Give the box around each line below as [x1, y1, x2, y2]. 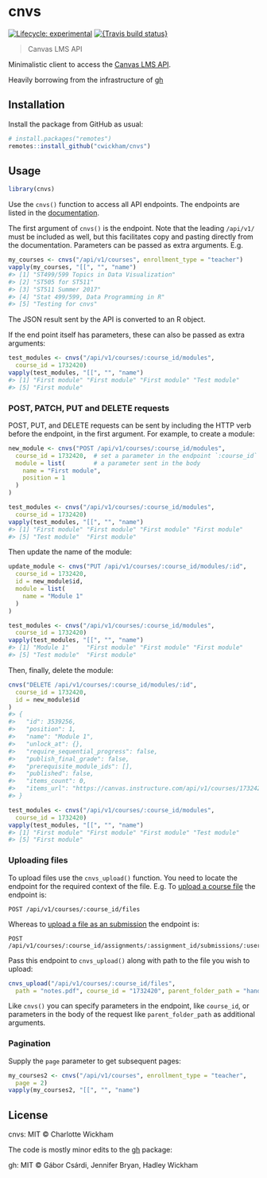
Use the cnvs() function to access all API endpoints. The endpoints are [8, 200, 240, 209]
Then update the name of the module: [8, 547, 133, 557]
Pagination [8, 1038, 51, 1049]
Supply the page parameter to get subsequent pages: [8, 1056, 181, 1066]
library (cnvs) [8, 186, 56, 194]
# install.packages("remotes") [8, 135, 112, 143]
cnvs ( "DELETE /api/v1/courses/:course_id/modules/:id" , [8, 680, 197, 689]
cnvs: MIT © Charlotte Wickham [8, 1129, 114, 1139]
